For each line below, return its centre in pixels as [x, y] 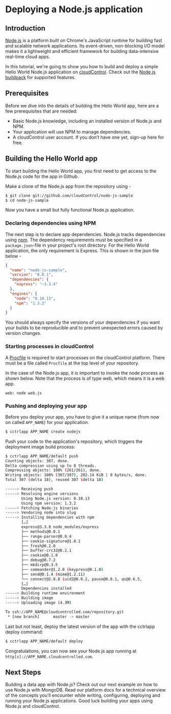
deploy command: [24, 632]
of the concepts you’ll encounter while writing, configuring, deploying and [83, 695]
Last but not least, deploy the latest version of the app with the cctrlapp [80, 626]
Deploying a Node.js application [74, 9]
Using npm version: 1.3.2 [49, 503]
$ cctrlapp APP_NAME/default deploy [44, 641]
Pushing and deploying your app [46, 406]
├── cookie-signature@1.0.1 [51, 541]
